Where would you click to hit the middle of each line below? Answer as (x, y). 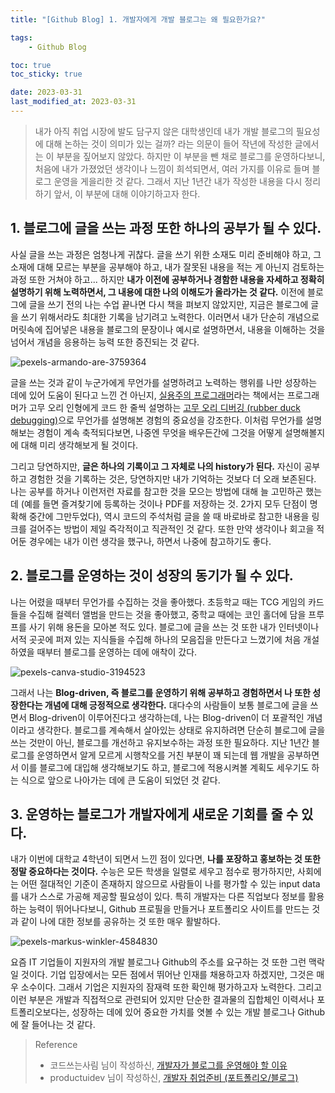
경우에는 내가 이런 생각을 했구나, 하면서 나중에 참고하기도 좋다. (150, 541)
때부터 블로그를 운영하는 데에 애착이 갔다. (117, 652)
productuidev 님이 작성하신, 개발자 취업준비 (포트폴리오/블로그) (174, 1078)
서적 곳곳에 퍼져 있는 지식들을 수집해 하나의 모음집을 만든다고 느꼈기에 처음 (156, 639)
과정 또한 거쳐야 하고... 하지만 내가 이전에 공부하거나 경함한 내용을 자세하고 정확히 (167, 279)
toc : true (31, 65)
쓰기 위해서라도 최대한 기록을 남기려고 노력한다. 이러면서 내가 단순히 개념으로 (170, 317)
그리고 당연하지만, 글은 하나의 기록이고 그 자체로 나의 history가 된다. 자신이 (156, 466)
